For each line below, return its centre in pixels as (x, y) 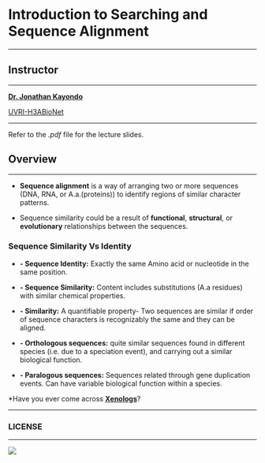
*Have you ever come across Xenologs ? (75, 398)
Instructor (34, 70)
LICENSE (26, 426)
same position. (43, 272)
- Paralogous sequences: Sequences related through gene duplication (135, 375)
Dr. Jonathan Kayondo (45, 96)
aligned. (33, 327)
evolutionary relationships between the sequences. (104, 226)
